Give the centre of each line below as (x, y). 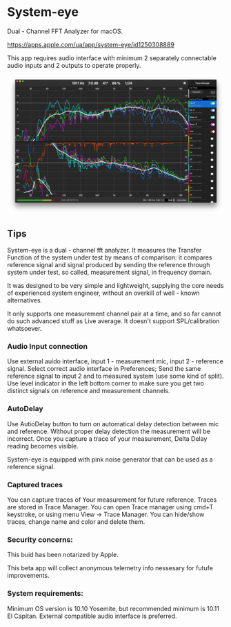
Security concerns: (40, 539)
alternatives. (25, 300)
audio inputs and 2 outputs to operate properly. (74, 65)
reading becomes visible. (43, 446)
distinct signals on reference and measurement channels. (89, 391)
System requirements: (46, 594)
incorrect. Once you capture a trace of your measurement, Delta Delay (107, 438)
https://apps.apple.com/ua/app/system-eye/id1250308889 (91, 44)
